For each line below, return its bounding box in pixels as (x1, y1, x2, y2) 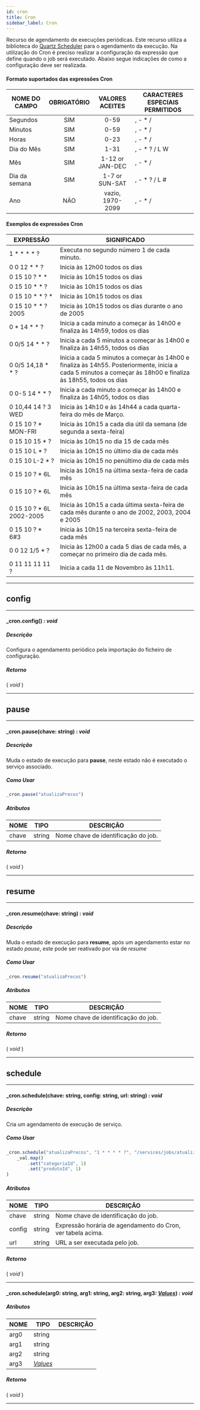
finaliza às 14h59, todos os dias (60, 326, 150, 335)
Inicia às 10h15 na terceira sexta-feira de (60, 525, 177, 533)
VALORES (98, 94, 127, 102)
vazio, (104, 189, 121, 197)
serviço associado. (6, 763, 52, 770)
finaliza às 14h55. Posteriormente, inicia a (60, 361, 178, 369)
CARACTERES (142, 90, 183, 99)
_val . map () (17, 1155, 44, 1161)
